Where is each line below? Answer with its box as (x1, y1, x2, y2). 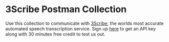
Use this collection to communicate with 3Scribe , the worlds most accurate (5, 20, 164, 26)
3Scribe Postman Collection (5, 4, 127, 15)
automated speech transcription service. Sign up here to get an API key (5, 25, 156, 31)
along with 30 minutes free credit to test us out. (5, 31, 105, 37)
